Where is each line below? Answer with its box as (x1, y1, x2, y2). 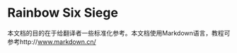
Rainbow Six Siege (7, 5, 119, 21)
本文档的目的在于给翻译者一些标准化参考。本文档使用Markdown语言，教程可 (7, 29, 231, 37)
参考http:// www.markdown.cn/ (7, 37, 97, 46)
